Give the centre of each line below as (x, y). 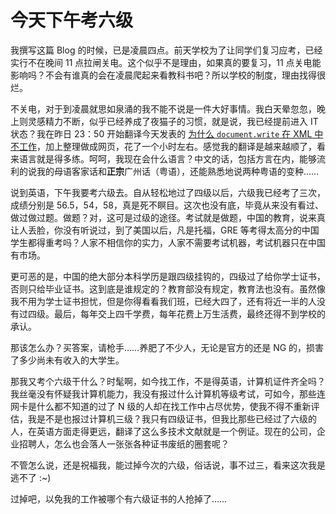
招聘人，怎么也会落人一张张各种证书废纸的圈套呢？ (124, 443)
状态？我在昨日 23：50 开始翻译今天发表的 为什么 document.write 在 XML (161, 133)
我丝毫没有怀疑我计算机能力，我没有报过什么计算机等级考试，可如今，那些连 (168, 393)
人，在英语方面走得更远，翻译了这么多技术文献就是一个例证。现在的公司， (163, 431)
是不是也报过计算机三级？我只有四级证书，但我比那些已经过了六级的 (176, 418)
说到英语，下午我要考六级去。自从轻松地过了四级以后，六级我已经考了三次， (168, 192)
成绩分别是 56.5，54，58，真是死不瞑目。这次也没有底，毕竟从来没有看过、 (167, 205)
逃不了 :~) (31, 477)
